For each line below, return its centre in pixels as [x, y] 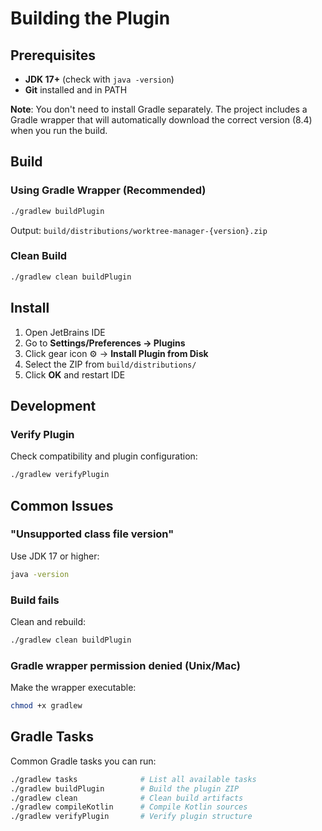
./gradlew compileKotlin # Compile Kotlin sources [129, 807]
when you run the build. [59, 130]
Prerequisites [53, 55]
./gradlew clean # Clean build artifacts [127, 798]
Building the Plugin [90, 18]
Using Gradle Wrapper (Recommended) [108, 190]
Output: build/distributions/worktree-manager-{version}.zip [139, 230]
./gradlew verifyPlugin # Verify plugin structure [131, 817]
